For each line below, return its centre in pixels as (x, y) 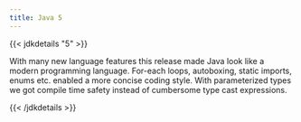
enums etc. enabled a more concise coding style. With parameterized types (150, 80)
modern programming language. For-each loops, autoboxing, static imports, (150, 70)
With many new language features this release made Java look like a (137, 61)
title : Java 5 (36, 18)
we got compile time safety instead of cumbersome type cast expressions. (148, 89)
